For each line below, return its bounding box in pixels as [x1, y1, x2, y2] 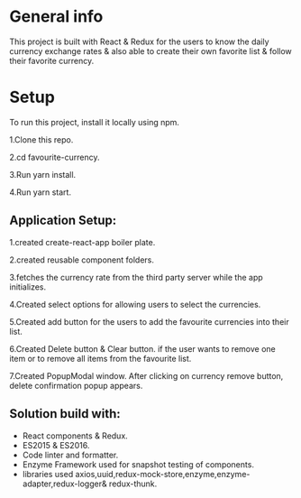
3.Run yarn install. [9, 169, 77, 180]
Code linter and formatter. [22, 449, 119, 460]
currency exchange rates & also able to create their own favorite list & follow [9, 45, 293, 56]
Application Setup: [9, 213, 117, 228]
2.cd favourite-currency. [9, 152, 101, 162]
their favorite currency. [9, 55, 95, 66]
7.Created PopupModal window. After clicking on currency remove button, [9, 370, 284, 381]
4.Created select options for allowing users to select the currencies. [9, 299, 261, 309]
